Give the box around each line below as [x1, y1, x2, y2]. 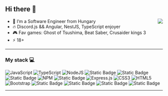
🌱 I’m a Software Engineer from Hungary [12, 18, 96, 24]
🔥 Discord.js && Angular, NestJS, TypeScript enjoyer [12, 23, 121, 29]
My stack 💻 [5, 56, 35, 63]
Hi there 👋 [5, 5, 36, 13]
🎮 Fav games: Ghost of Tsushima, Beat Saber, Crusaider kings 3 [12, 29, 146, 35]
